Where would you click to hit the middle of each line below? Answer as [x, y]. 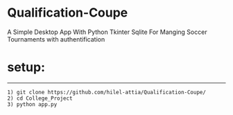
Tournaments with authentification [56, 39]
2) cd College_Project [40, 98]
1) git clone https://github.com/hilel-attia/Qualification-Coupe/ [107, 92]
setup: [26, 68]
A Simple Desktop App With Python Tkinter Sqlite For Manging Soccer [107, 32]
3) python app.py [32, 104]
